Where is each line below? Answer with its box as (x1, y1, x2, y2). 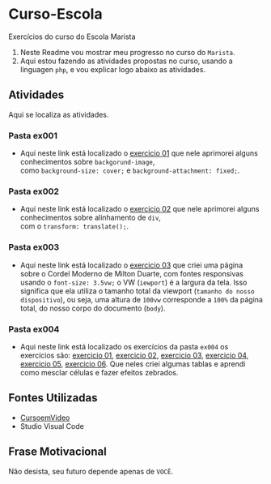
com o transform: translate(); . (19, 221, 129, 231)
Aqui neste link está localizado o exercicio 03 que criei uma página (19, 260, 243, 270)
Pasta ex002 (8, 186, 59, 197)
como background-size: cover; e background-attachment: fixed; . (19, 165, 240, 175)
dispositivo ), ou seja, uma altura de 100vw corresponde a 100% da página (19, 294, 263, 304)
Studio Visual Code (19, 421, 85, 430)
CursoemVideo (19, 413, 70, 422)
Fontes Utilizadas (8, 391, 98, 405)
